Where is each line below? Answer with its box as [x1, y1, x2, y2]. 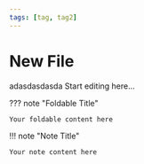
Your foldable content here [9, 114, 114, 124]
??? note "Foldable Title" [9, 98, 100, 108]
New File [9, 51, 75, 71]
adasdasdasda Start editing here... [9, 81, 135, 91]
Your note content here [9, 147, 98, 156]
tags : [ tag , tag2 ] [9, 12, 77, 22]
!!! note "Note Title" [9, 130, 80, 141]
